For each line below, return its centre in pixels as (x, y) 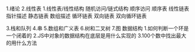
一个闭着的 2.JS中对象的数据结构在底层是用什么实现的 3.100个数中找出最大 (96, 36)
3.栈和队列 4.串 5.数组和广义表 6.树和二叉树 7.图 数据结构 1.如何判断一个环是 (97, 28)
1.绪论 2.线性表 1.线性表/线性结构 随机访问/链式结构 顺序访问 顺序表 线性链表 (97, 8)
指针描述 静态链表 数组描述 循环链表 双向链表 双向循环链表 (76, 16)
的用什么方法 (21, 43)
